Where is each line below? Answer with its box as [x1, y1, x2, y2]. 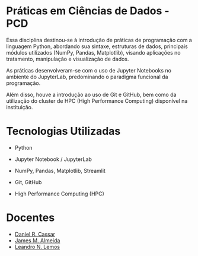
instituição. [6, 103, 33, 110]
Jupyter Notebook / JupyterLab [14, 156, 92, 163]
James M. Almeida [14, 236, 60, 244]
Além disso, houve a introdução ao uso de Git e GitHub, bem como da [6, 91, 177, 98]
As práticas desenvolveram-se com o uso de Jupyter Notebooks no [6, 67, 172, 74]
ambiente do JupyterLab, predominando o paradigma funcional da [6, 73, 168, 80]
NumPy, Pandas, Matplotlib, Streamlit [14, 167, 106, 174]
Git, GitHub [14, 178, 42, 185]
